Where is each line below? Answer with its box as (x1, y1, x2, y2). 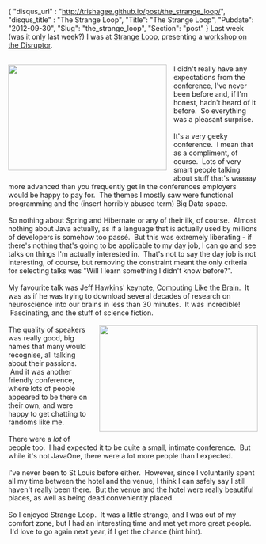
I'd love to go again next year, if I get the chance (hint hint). (9, 527, 203, 536)
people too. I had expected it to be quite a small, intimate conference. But (8, 443, 251, 452)
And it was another (9, 367, 72, 376)
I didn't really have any (173, 64, 248, 74)
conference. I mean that (173, 140, 253, 149)
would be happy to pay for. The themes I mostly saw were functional (8, 190, 234, 200)
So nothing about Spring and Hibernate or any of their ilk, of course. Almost (8, 215, 256, 225)
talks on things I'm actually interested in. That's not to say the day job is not (8, 249, 256, 258)
